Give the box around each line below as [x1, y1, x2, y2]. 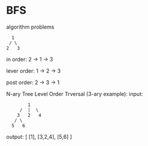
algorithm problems [6, 23, 55, 30]
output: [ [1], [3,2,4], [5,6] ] [6, 133, 73, 140]
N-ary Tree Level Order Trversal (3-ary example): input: [6, 90, 143, 97]
